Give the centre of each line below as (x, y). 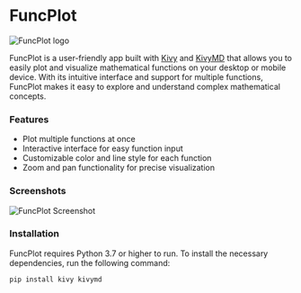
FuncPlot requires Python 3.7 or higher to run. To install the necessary (139, 253)
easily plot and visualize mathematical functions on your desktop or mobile (148, 67)
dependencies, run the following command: (90, 262)
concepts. (28, 96)
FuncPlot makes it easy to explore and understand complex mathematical (145, 86)
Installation (35, 234)
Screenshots (38, 191)
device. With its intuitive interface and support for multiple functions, (136, 76)
